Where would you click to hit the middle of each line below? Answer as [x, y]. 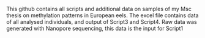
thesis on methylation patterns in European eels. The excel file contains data [102, 15]
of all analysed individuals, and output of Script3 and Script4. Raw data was [102, 22]
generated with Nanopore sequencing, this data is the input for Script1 [95, 28]
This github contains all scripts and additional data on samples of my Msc [99, 9]
